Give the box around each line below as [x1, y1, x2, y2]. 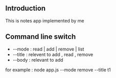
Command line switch [5, 33, 76, 41]
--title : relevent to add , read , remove [12, 51, 94, 58]
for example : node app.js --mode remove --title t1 [5, 66, 111, 73]
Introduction [5, 4, 46, 13]
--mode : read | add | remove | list [12, 46, 84, 52]
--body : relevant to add [12, 57, 63, 63]
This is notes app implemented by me [5, 17, 84, 23]
